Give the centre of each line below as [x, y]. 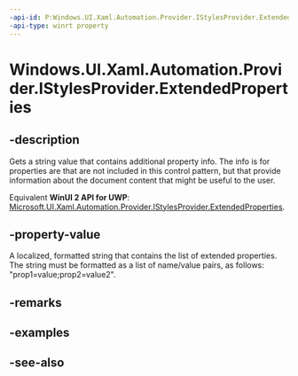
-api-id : [25, 17]
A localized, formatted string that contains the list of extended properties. [143, 256]
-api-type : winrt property [59, 26]
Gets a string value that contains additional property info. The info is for [140, 161]
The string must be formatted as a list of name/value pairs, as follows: [137, 265]
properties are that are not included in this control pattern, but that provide [145, 170]
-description [44, 140]
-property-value [55, 235]
